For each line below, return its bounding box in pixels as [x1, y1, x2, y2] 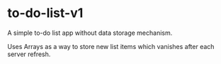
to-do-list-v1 [7, 5, 84, 21]
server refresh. [7, 50, 51, 58]
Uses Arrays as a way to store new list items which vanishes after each [7, 42, 215, 50]
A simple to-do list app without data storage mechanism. [7, 28, 173, 37]
